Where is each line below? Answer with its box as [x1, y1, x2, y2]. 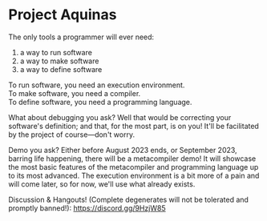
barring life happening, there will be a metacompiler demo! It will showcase [8, 154, 257, 163]
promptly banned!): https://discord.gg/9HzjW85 [8, 203, 166, 213]
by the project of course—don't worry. [8, 130, 135, 139]
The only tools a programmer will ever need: [8, 32, 155, 42]
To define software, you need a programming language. [8, 97, 192, 106]
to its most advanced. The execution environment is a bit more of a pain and [8, 171, 260, 180]
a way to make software [19, 56, 99, 66]
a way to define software [19, 64, 103, 74]
